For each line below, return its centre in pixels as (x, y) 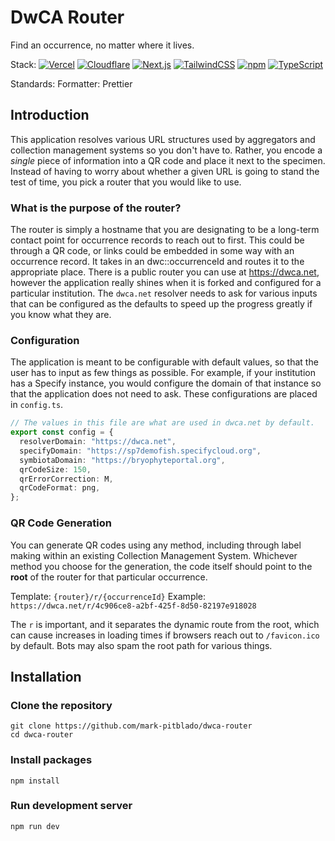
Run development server (71, 806)
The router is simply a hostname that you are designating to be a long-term (165, 230)
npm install (35, 781)
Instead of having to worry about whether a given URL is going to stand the (165, 171)
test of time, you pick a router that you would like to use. (126, 182)
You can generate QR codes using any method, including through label (156, 545)
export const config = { (62, 432)
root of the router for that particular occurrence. (109, 577)
